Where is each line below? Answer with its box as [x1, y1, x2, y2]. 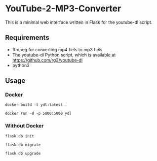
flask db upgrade [5, 151, 41, 156]
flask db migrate [5, 142, 41, 147]
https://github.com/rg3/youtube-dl [12, 57, 83, 63]
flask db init [5, 133, 35, 138]
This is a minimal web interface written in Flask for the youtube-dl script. [5, 19, 153, 25]
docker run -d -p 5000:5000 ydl [5, 111, 72, 116]
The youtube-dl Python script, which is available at [12, 52, 116, 58]
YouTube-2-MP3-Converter [5, 3, 121, 14]
